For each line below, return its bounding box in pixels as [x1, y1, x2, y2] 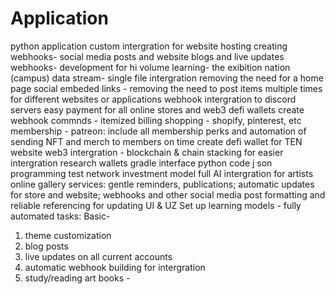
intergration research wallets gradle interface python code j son [10, 157, 273, 169]
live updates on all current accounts [24, 250, 173, 262]
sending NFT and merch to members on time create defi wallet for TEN [10, 135, 303, 147]
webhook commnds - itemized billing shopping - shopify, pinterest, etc [10, 114, 302, 126]
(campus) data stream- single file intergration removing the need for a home [10, 72, 324, 84]
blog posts [24, 240, 69, 252]
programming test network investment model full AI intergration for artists [10, 167, 314, 179]
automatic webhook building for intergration [24, 261, 206, 273]
